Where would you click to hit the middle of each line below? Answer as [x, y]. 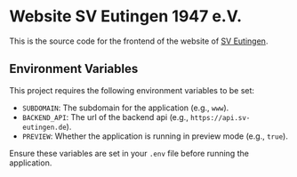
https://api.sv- [220, 117]
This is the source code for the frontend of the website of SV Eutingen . [139, 41]
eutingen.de [44, 127]
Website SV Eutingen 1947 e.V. [126, 16]
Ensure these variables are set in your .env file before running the [129, 153]
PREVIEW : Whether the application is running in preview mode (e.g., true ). [155, 136]
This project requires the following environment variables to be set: [132, 90]
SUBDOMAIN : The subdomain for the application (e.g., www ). [125, 108]
